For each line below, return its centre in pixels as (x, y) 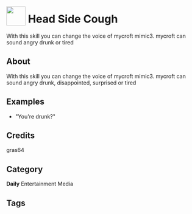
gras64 (15, 150)
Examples (25, 102)
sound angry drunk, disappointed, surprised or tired (71, 83)
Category (25, 169)
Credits (21, 135)
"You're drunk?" (35, 116)
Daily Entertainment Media (40, 184)
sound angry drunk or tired (40, 42)
